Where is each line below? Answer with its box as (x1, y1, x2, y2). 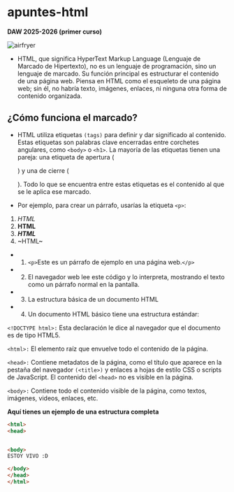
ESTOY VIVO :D (7, 453, 49, 460)
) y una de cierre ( (17, 166, 69, 175)
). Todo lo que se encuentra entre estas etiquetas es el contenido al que (17, 180, 225, 188)
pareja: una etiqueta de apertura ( (17, 153, 115, 161)
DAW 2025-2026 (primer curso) (7, 27, 103, 36)
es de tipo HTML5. (7, 330, 61, 339)
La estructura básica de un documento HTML (27, 295, 159, 303)
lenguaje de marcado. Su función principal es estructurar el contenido (17, 69, 219, 78)
